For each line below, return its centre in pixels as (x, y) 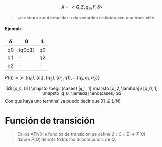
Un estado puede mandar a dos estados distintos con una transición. (86, 18)
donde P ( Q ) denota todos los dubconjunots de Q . (66, 139)
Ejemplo (13, 29)
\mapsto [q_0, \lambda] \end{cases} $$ (82, 93)
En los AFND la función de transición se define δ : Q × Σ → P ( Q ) (81, 134)
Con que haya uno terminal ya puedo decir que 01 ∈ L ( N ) (63, 101)
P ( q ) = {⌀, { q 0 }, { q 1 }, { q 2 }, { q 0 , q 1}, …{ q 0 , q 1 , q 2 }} (52, 78)
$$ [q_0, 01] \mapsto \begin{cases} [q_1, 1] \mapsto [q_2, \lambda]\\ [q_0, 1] (82, 88)
